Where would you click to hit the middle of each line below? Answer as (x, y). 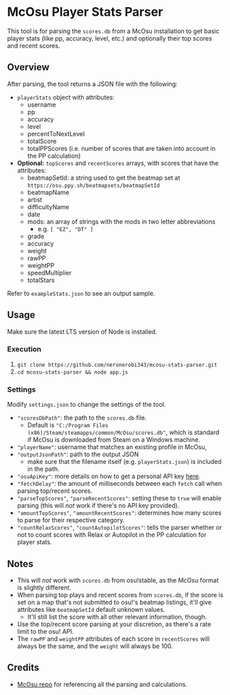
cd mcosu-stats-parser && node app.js (72, 372)
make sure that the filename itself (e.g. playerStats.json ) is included (124, 462)
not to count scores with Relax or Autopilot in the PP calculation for (112, 535)
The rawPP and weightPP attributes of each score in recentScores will (113, 639)
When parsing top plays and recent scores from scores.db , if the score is (120, 595)
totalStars (41, 280)
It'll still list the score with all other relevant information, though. (117, 617)
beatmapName (48, 192)
